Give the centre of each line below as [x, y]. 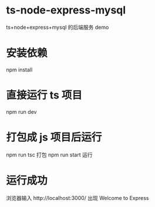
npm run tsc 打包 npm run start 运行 [49, 155]
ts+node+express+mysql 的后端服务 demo [58, 27]
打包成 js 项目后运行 [54, 137]
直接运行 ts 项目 [44, 95]
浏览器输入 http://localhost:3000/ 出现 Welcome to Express [77, 198]
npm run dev [21, 111]
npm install [19, 69]
